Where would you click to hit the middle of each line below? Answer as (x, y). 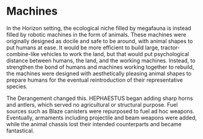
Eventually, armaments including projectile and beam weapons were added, (102, 118)
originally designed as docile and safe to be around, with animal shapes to (100, 41)
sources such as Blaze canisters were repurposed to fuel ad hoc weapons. (100, 111)
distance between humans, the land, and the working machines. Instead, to (101, 60)
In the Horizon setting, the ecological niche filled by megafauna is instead (99, 28)
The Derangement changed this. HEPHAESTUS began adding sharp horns (100, 98)
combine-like (23, 54)
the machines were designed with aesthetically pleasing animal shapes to (99, 73)
